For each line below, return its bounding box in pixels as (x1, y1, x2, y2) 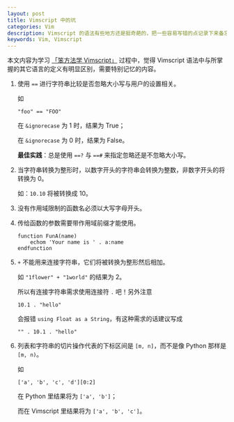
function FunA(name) (17, 233, 77, 240)
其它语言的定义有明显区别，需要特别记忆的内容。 (19, 65, 160, 73)
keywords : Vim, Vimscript (7, 36, 82, 43)
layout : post (7, 10, 45, 17)
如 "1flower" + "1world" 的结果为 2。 (17, 273, 126, 281)
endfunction (17, 245, 52, 252)
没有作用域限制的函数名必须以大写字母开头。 (17, 204, 146, 212)
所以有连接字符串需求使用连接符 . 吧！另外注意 (17, 288, 153, 296)
